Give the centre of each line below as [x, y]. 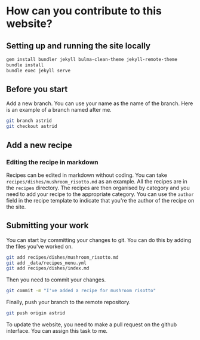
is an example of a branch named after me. [59, 110]
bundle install [25, 65]
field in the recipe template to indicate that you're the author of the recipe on [100, 200]
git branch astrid [29, 121]
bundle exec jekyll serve [38, 71]
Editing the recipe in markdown [52, 162]
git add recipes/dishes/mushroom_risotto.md [62, 257]
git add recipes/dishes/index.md [48, 268]
